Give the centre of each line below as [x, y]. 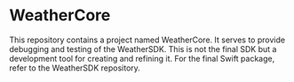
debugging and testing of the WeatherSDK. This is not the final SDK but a [143, 48]
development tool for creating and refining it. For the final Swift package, [142, 58]
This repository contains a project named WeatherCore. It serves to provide [147, 40]
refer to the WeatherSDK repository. [75, 68]
